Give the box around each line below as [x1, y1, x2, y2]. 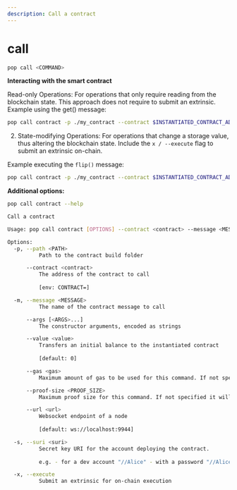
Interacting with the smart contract [7, 77, 112, 85]
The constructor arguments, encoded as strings [38, 322, 181, 330]
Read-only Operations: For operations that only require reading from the [7, 90, 217, 99]
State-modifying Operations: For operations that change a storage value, [17, 132, 229, 140]
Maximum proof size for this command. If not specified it [38, 393, 217, 400]
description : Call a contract [7, 10, 97, 18]
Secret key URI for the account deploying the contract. [38, 445, 210, 452]
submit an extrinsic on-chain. [17, 147, 103, 155]
